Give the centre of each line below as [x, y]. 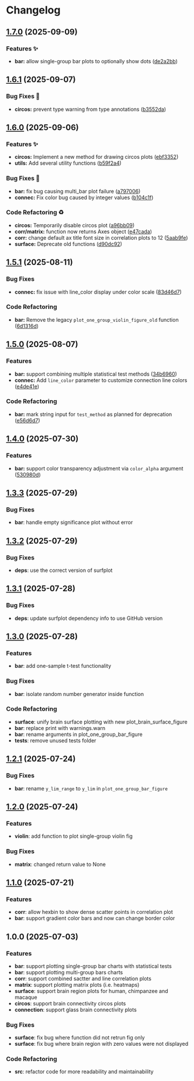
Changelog [33, 10]
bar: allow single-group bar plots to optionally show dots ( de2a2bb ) [96, 61]
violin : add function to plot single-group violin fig [73, 836]
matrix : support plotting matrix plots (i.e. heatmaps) [77, 984]
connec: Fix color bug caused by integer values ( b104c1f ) [84, 197]
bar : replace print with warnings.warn [60, 728]
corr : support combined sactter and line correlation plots [83, 978]
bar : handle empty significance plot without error [74, 523]
